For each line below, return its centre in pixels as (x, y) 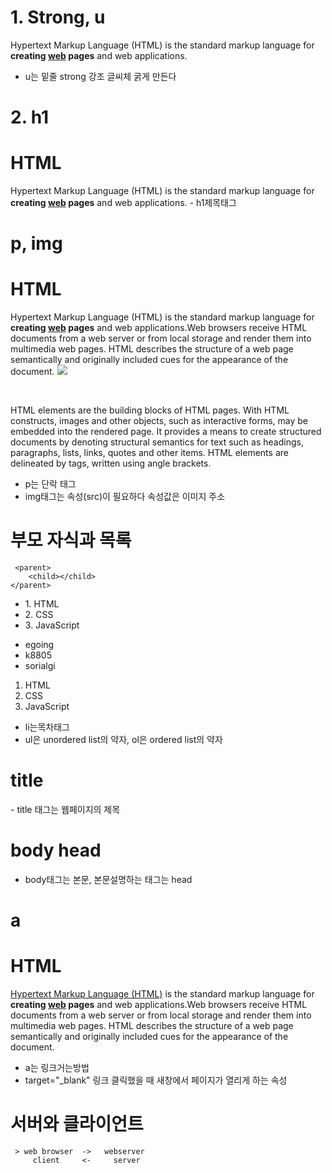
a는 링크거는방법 (57, 1068)
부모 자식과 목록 (71, 540)
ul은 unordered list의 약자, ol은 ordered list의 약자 (123, 740)
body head (56, 850)
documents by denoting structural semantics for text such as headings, (157, 442)
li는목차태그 (47, 727)
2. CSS (39, 615)
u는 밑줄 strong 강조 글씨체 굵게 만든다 (100, 76)
